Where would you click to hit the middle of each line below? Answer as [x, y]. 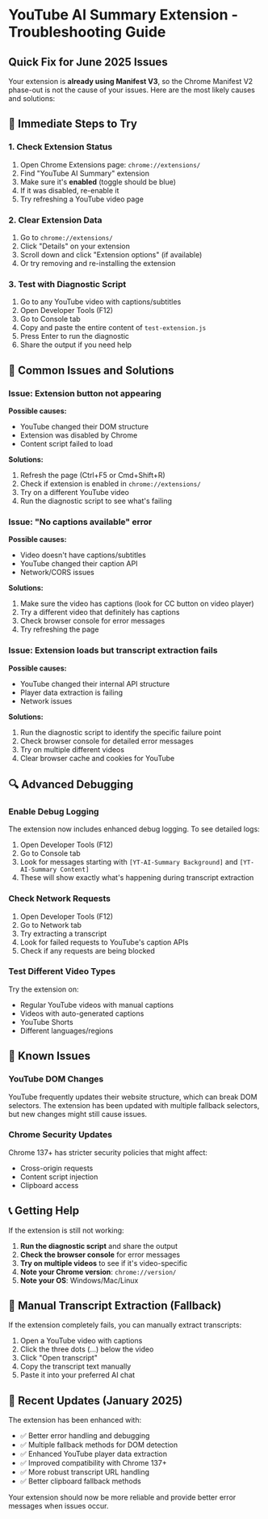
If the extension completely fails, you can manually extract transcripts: [125, 1325]
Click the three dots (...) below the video [87, 1349]
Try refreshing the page [59, 629]
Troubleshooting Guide [87, 32]
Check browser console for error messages [92, 621]
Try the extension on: [44, 989]
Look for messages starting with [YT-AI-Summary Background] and [129, 862]
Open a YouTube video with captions [81, 1341]
